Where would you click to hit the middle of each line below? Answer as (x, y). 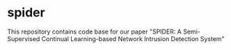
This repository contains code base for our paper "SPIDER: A (95, 32)
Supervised (24, 38)
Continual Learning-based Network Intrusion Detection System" (133, 38)
